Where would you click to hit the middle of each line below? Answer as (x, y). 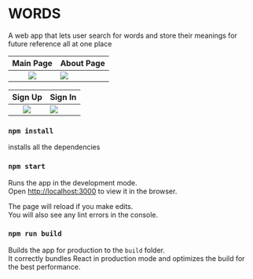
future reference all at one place (60, 43)
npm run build (35, 234)
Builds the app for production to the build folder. (87, 250)
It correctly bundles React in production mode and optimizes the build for (126, 258)
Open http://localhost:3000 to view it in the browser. (93, 191)
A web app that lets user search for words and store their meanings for (123, 35)
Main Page (32, 63)
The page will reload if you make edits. (71, 206)
